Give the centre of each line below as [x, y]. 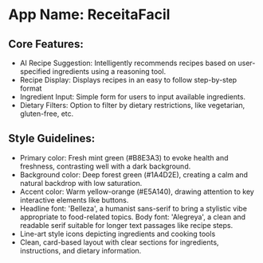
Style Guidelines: [52, 139]
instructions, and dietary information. [80, 250]
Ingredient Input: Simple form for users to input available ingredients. [132, 97]
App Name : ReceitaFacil [89, 15]
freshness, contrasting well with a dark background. [105, 166]
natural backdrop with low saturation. [81, 183]
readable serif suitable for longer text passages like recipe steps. [126, 225]
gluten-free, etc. [47, 114]
